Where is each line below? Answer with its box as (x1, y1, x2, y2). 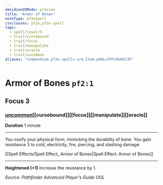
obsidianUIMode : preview (5, 7, 55, 12)
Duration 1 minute (5, 122, 41, 129)
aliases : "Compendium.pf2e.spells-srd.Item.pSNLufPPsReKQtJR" (5, 57, 133, 62)
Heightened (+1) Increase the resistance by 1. (5, 165, 97, 171)
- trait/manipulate (9, 43, 49, 48)
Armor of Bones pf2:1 (5, 78, 94, 89)
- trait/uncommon (9, 52, 45, 57)
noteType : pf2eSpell (5, 16, 47, 21)
